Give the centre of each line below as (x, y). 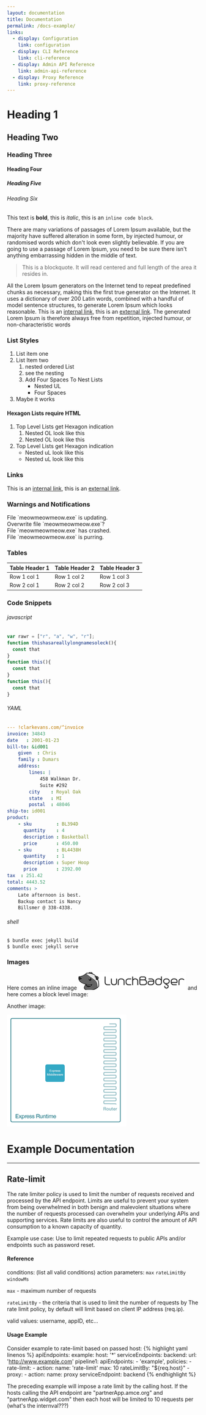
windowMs (18, 1279)
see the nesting (44, 373)
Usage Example (27, 1335)
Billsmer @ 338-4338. (45, 908)
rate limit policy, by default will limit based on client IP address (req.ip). (96, 1309)
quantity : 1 (44, 856)
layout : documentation (36, 13)
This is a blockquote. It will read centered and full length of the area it (109, 267)
